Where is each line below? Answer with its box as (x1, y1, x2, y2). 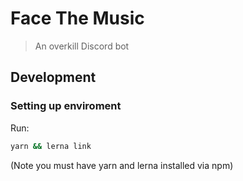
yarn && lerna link (10, 141, 92, 151)
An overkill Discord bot (34, 40, 130, 52)
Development (10, 69, 97, 86)
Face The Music (10, 7, 145, 30)
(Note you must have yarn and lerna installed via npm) (10, 159, 234, 171)
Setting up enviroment (10, 99, 122, 113)
